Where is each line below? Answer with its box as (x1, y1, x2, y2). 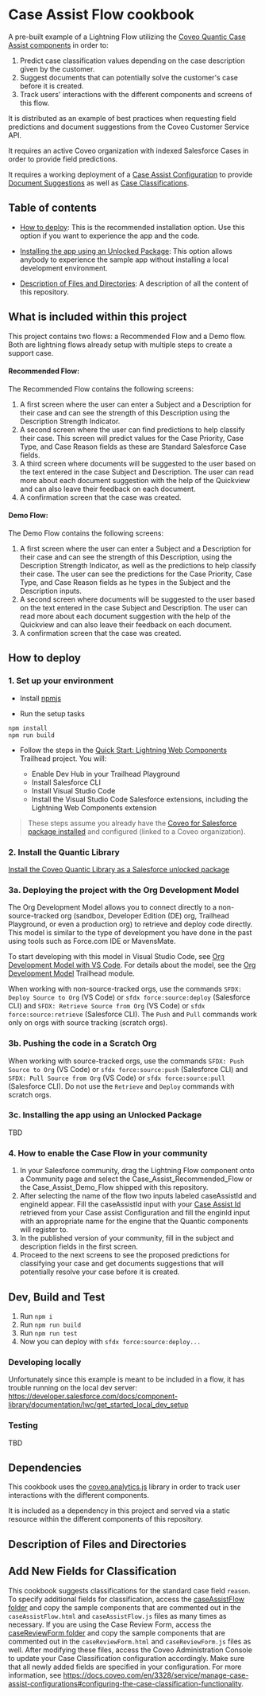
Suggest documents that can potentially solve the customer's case (19, 72, 238, 82)
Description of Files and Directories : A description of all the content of (19, 279, 249, 288)
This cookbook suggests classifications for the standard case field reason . (8, 1585, 252, 1595)
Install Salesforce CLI (31, 778, 102, 787)
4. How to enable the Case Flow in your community (8, 1148, 208, 1159)
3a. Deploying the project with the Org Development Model (8, 884, 240, 895)
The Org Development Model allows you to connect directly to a (8, 903, 217, 912)
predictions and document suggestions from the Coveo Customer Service (8, 122, 250, 131)
